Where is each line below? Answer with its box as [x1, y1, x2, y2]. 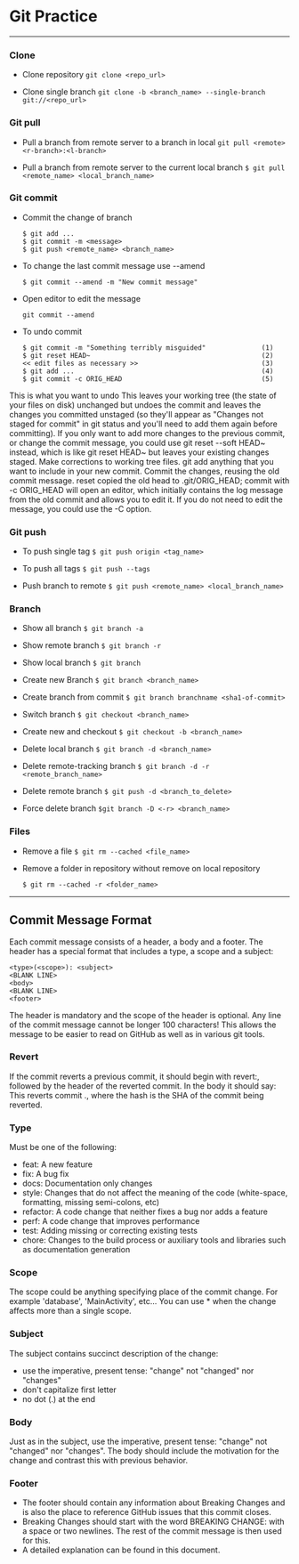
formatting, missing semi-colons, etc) [21, 1197, 160, 1208]
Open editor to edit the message [21, 293, 141, 304]
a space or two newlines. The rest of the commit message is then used [21, 1526, 282, 1536]
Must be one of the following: [9, 1142, 117, 1153]
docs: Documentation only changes [21, 1178, 153, 1189]
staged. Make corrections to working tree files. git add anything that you [9, 456, 274, 466]
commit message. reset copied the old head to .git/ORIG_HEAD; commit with [9, 474, 290, 486]
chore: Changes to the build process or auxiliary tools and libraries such [21, 1235, 287, 1245]
